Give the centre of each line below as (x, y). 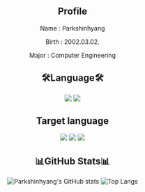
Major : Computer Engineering (72, 55)
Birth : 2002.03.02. (72, 42)
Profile (72, 11)
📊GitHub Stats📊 (72, 161)
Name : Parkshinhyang (72, 28)
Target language (72, 121)
